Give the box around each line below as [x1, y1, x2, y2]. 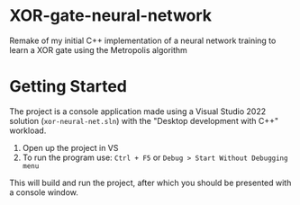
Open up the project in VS [22, 142, 119, 153]
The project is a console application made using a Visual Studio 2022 [9, 105, 267, 117]
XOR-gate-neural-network [9, 5, 213, 26]
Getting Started [9, 76, 128, 97]
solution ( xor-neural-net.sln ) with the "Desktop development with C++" [9, 115, 279, 126]
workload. [9, 125, 47, 136]
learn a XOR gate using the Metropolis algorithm [9, 44, 187, 55]
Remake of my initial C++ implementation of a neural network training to [9, 35, 277, 46]
